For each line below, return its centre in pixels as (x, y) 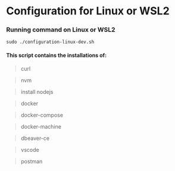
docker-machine (41, 126)
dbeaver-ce (35, 138)
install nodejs (37, 91)
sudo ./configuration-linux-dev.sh (50, 42)
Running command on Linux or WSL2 (61, 30)
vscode (30, 149)
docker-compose (42, 115)
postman (32, 161)
